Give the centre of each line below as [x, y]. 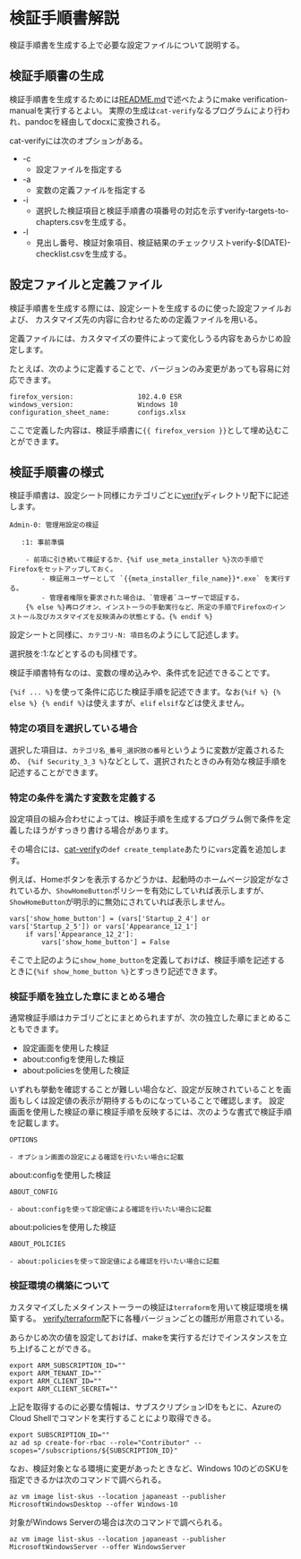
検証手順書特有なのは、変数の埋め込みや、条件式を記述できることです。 [142, 673]
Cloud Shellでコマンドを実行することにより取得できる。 [113, 1417]
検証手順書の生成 [56, 76]
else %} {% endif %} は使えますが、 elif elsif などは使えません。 [129, 703]
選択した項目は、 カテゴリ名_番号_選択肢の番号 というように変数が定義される [143, 750]
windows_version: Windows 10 [94, 404]
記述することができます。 [56, 772]
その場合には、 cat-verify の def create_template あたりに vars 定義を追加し [144, 848]
